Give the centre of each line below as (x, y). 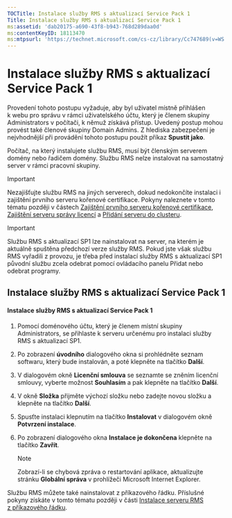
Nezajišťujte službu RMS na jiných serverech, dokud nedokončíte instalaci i (114, 192)
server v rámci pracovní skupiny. (54, 166)
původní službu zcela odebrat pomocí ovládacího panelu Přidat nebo (105, 264)
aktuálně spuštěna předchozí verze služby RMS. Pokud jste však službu (109, 249)
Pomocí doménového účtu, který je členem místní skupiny (100, 326)
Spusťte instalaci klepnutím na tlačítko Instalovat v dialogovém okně (115, 417)
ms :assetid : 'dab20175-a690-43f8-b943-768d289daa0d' (85, 26)
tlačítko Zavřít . (38, 444)
